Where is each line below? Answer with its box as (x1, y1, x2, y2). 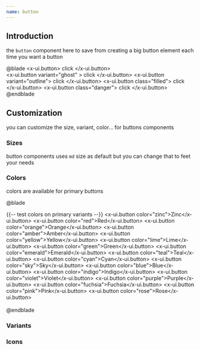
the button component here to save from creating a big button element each (6, 47, 194, 54)
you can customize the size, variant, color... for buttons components (6, 124, 174, 131)
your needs (6, 158, 35, 166)
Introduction (6, 31, 54, 41)
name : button (6, 8, 39, 15)
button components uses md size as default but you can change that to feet (6, 152, 191, 160)
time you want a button (6, 53, 63, 61)
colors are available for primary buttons (6, 187, 104, 195)
